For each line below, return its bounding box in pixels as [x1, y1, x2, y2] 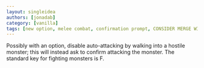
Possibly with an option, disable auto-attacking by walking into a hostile [6, 42, 185, 49]
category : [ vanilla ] [6, 20, 59, 26]
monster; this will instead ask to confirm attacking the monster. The [6, 49, 175, 56]
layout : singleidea [6, 8, 56, 15]
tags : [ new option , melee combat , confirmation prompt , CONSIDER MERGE [6, 25, 191, 32]
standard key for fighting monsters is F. [6, 55, 104, 62]
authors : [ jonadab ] [6, 14, 56, 20]
